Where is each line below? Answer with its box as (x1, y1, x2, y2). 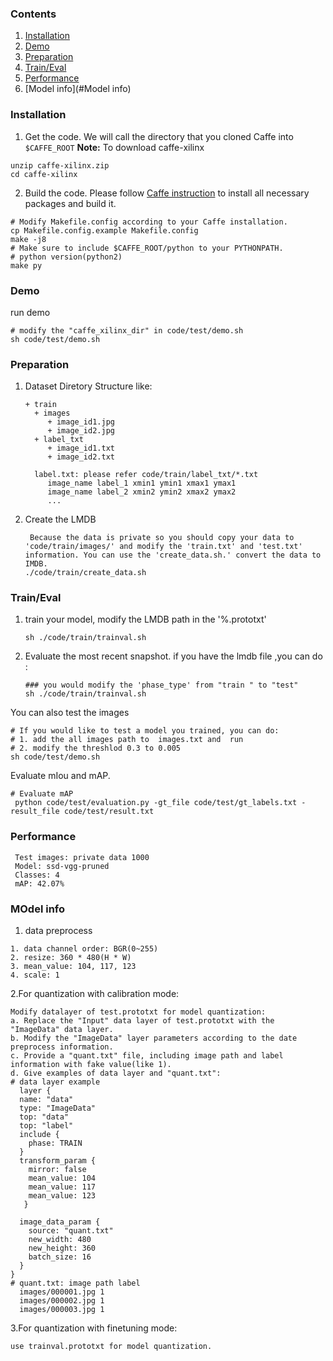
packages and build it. (24, 197, 117, 209)
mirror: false (28, 1165, 87, 1175)
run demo (10, 306, 51, 318)
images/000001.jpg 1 (19, 1287, 105, 1297)
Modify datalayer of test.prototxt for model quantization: (10, 1007, 267, 1017)
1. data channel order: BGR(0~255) (10, 944, 159, 954)
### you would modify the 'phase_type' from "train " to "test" (24, 680, 299, 691)
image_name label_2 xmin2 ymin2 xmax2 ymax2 (47, 487, 237, 497)
